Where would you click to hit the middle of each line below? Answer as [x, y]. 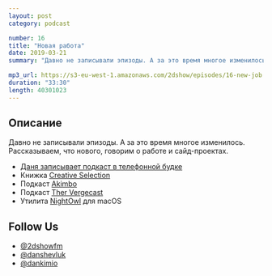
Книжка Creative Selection [65, 176]
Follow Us [34, 226]
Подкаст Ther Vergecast [62, 193]
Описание [35, 123]
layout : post [30, 16]
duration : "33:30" [39, 83]
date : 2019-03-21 [38, 53]
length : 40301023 [38, 90]
